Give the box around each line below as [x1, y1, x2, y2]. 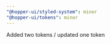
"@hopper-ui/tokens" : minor [6, 14, 78, 20]
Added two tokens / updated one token [6, 31, 105, 38]
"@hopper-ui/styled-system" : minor [6, 8, 98, 15]
